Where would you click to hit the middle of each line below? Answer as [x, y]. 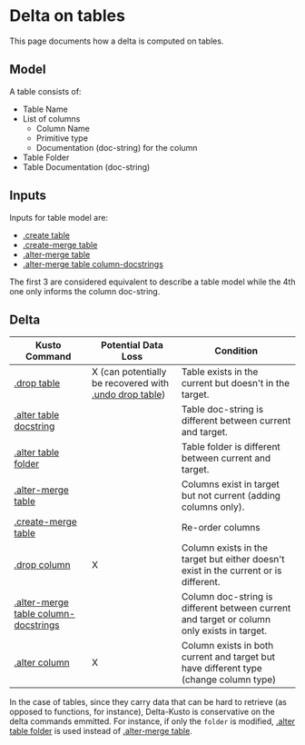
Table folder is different [231, 447]
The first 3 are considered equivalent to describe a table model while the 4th [152, 282]
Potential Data [132, 345]
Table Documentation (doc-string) [86, 167]
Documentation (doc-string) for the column [117, 147]
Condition [236, 351]
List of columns [51, 118]
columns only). [213, 507]
